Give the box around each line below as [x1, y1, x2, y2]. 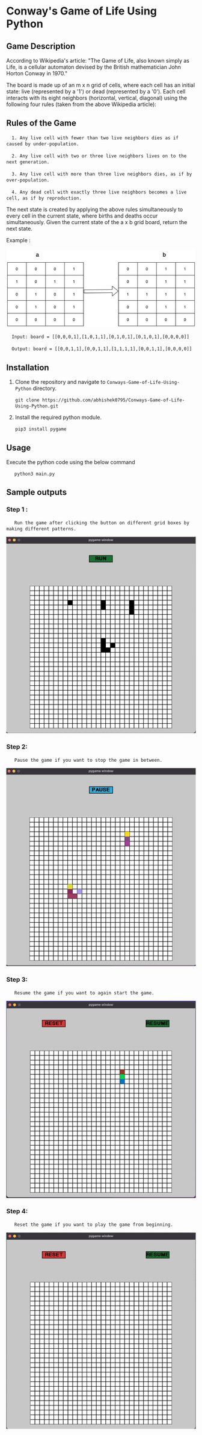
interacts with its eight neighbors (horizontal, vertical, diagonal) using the [6, 95, 188, 101]
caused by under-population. [6, 140, 79, 147]
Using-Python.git [14, 403, 59, 409]
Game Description [6, 41, 76, 51]
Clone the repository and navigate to [14, 378, 106, 386]
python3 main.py [14, 471, 55, 477]
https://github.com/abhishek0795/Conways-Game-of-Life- [41, 397, 185, 403]
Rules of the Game [6, 118, 76, 128]
